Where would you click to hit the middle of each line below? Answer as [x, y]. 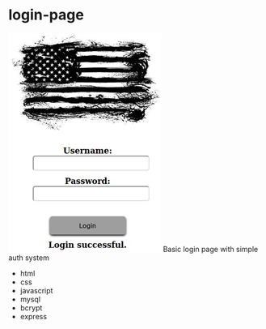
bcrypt [31, 308]
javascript [36, 290]
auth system [29, 258]
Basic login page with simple [211, 249]
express [33, 316]
